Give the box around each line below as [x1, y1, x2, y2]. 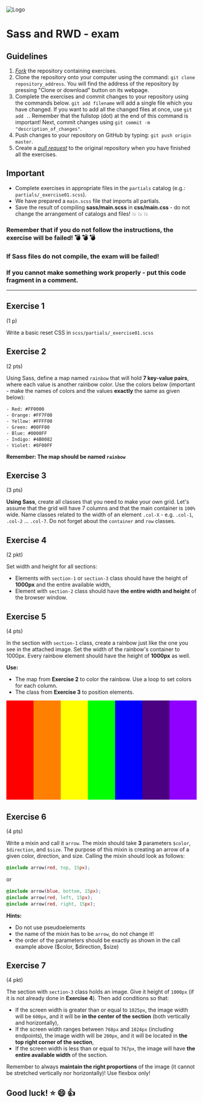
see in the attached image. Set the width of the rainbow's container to [6, 646, 180, 653]
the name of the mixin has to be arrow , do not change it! [14, 930, 154, 937]
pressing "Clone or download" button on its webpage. [14, 87, 149, 93]
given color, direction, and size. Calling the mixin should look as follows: [6, 852, 185, 860]
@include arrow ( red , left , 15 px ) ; [6, 894, 94, 901]
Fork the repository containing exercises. [14, 67, 117, 74]
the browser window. [14, 594, 68, 601]
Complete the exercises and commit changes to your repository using [14, 93, 189, 100]
